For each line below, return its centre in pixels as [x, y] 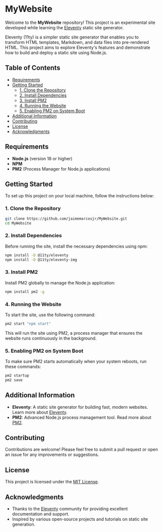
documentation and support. [41, 514]
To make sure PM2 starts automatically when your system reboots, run [76, 361]
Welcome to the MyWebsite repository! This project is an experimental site [80, 22]
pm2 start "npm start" [28, 323]
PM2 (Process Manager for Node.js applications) [61, 169]
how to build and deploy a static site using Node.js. [56, 53]
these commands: [23, 367]
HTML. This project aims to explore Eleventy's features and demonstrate [78, 47]
